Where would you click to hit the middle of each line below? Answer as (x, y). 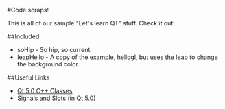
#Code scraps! (28, 10)
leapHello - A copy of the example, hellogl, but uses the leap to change (117, 57)
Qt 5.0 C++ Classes (45, 91)
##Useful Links (28, 77)
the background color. (48, 64)
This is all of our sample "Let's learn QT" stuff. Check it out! (91, 23)
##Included (23, 36)
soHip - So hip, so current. (55, 50)
